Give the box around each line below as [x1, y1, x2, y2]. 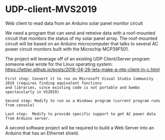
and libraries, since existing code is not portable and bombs [5, 85, 140, 90]
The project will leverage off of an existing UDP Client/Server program [5, 55, 150, 61]
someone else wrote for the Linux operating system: [5, 61, 113, 67]
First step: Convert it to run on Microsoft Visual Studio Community [5, 76, 154, 81]
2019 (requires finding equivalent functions [5, 81, 102, 86]
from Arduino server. [5, 116, 51, 121]
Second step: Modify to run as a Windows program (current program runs [5, 98, 160, 103]
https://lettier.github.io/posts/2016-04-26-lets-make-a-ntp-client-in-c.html [5, 66, 160, 73]
